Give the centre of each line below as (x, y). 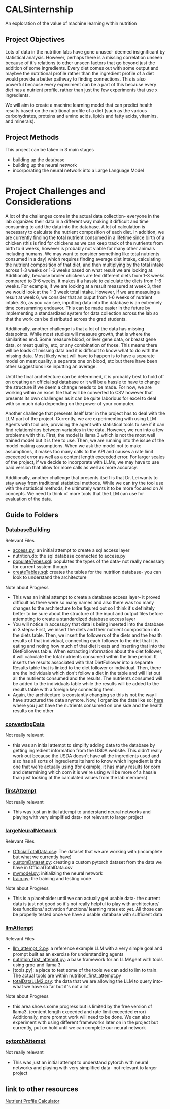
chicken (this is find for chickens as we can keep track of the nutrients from (84, 243)
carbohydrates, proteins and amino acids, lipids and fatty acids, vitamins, (82, 116)
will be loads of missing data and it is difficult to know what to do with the (82, 350)
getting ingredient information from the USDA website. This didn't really (87, 751)
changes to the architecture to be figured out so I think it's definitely (83, 608)
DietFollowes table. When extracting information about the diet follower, (88, 651)
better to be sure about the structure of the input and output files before (88, 614)
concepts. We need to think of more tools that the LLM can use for (75, 493)
